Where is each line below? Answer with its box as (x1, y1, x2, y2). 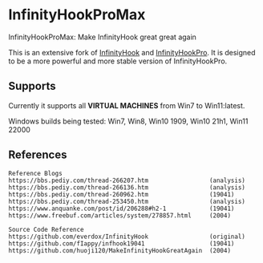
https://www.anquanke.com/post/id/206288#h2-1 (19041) (8, 204, 235, 212)
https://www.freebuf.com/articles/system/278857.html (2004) (8, 211, 231, 220)
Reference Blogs (8, 169, 63, 177)
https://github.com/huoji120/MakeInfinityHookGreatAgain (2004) (8, 246, 231, 254)
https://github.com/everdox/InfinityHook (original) (8, 233, 246, 241)
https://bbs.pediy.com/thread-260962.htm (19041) (8, 190, 235, 198)
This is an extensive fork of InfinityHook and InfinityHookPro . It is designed (8, 47, 256, 57)
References (8, 148, 67, 162)
